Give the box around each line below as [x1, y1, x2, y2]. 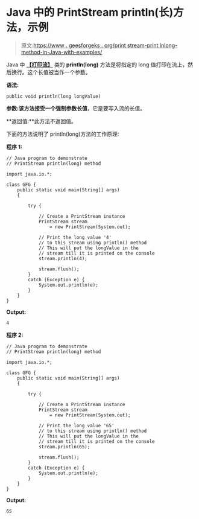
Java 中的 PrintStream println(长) [6, 5, 174, 19]
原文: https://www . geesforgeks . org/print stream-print [21, 42, 159, 49]
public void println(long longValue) [6, 93, 101, 100]
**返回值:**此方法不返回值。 [6, 117, 77, 124]
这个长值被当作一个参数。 [27, 68, 91, 75]
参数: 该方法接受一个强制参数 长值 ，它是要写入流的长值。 [6, 104, 146, 112]
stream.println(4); [38, 255, 87, 261]
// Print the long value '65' [38, 422, 115, 428]
